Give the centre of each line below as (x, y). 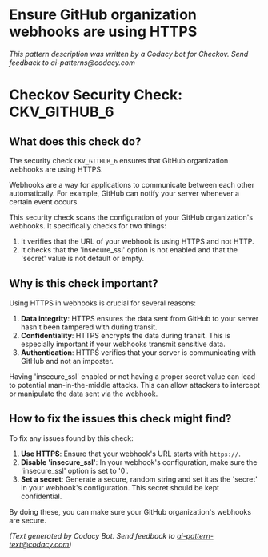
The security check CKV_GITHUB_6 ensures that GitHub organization (119, 160)
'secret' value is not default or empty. (82, 258)
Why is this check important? (84, 283)
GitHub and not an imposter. (67, 361)
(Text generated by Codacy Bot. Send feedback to (92, 535)
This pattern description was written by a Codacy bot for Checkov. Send (129, 54)
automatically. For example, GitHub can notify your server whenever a (124, 193)
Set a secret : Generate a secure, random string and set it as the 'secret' (139, 479)
